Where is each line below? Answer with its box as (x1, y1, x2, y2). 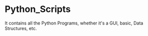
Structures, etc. (5, 25, 37, 31)
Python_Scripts (5, 3, 71, 15)
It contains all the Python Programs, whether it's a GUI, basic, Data (5, 20, 143, 26)
